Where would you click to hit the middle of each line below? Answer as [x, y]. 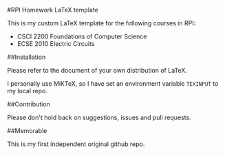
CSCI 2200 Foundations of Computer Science [82, 36]
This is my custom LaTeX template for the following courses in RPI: [101, 23]
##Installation [26, 57]
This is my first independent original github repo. [76, 144]
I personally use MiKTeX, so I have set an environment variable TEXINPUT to [113, 84]
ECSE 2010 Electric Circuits [56, 44]
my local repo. [28, 91]
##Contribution [29, 104]
